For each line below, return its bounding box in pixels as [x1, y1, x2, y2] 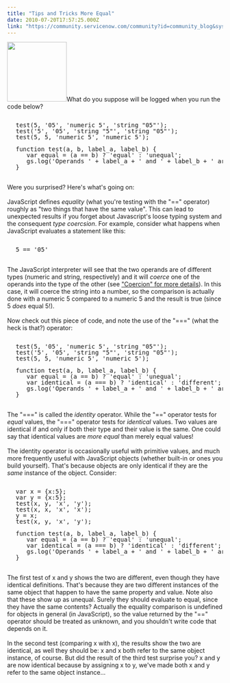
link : [7, 23, 23, 30]
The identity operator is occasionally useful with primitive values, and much [7, 447, 220, 455]
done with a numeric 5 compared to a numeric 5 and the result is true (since [7, 294, 222, 303]
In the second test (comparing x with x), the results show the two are [7, 639, 201, 647]
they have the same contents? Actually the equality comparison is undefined [7, 603, 223, 611]
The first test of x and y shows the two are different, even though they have [7, 574, 220, 582]
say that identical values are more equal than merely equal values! [7, 432, 194, 441]
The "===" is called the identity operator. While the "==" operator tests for [7, 410, 217, 419]
